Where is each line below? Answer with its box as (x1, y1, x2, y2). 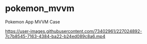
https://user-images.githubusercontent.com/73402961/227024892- (5, 28, 142, 34)
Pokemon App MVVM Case (5, 19, 60, 25)
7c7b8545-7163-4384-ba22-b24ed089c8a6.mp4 (5, 33, 105, 39)
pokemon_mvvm (5, 3, 74, 14)
